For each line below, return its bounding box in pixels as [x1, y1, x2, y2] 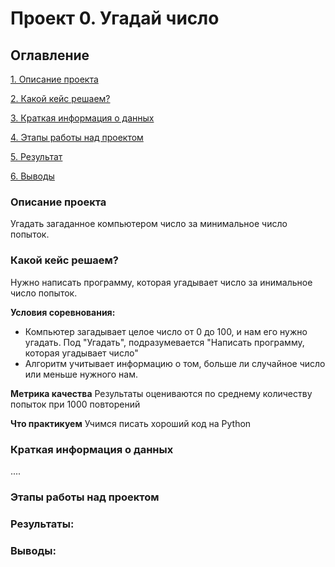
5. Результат [10, 151, 63, 162]
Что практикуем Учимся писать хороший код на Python [10, 417, 252, 429]
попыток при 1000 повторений [10, 398, 141, 410]
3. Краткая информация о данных [10, 112, 155, 124]
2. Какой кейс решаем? [10, 93, 111, 104]
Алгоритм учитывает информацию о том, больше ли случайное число [24, 357, 326, 369]
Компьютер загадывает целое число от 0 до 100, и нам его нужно [24, 325, 308, 337]
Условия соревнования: [10, 306, 116, 318]
